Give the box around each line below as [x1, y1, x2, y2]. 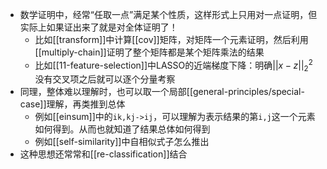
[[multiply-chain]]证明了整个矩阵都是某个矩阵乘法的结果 [34, 46, 265, 58]
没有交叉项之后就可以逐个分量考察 [34, 73, 176, 85]
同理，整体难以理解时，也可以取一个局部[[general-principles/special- [19, 86, 305, 98]
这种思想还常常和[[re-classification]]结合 [19, 148, 188, 160]
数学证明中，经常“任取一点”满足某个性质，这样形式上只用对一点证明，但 [19, 9, 318, 20]
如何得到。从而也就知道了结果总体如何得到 [34, 123, 211, 135]
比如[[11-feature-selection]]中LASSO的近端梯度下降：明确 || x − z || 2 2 [34, 58, 313, 73]
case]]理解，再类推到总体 [19, 98, 126, 110]
